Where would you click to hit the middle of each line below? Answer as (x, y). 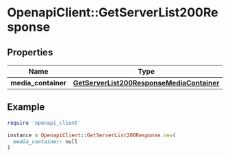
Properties (30, 52)
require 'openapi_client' (44, 123)
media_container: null (46, 141)
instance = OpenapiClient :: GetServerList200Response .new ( (91, 135)
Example (26, 107)
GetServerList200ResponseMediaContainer (146, 83)
